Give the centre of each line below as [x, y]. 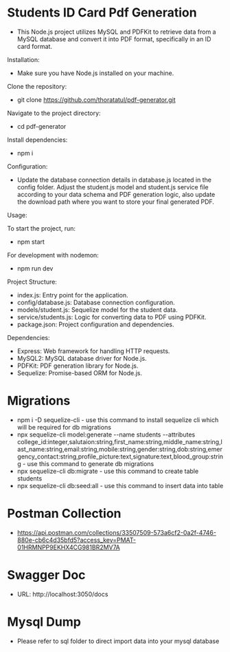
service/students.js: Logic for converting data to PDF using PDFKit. [112, 317]
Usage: [17, 215]
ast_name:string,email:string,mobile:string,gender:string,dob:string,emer [120, 449]
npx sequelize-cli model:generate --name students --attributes [106, 434]
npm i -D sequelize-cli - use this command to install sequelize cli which [118, 420]
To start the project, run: [42, 228]
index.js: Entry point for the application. [72, 295]
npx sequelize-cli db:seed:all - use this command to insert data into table [120, 485]
